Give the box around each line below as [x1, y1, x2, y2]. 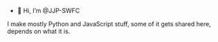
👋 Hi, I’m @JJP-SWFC [17, 7, 80, 14]
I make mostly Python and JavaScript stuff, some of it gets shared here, [7, 20, 211, 28]
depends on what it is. [7, 28, 71, 35]
